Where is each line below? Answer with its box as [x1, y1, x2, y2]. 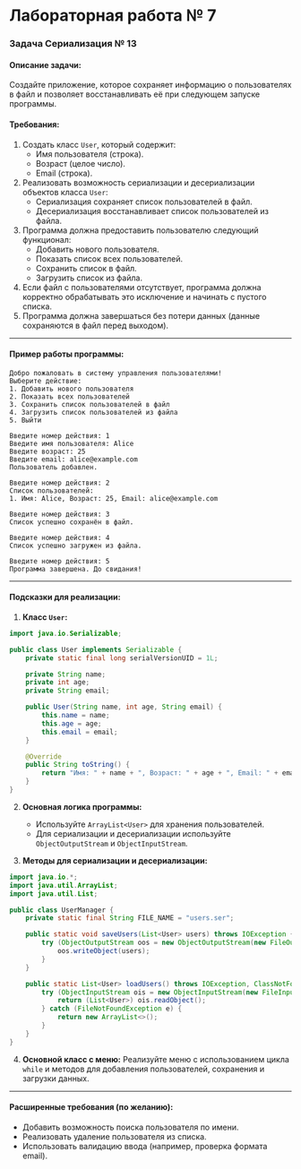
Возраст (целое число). [35, 158, 125, 168]
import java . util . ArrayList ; [9, 881, 118, 890]
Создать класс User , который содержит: [21, 139, 176, 150]
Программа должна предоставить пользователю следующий [21, 225, 259, 236]
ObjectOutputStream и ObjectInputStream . [35, 838, 188, 848]
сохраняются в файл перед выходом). [21, 320, 168, 331]
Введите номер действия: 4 [9, 533, 110, 542]
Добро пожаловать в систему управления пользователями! [9, 368, 222, 377]
